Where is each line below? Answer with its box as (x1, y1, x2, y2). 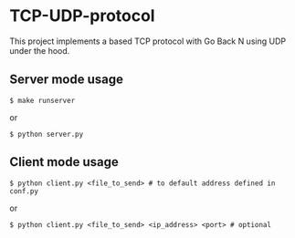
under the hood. (9, 45, 70, 56)
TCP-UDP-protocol (9, 5, 155, 26)
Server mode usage (9, 72, 123, 88)
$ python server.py (9, 129, 84, 139)
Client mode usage (9, 154, 119, 170)
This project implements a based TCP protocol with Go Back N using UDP (9, 36, 286, 47)
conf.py (9, 186, 39, 196)
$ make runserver (9, 96, 76, 105)
